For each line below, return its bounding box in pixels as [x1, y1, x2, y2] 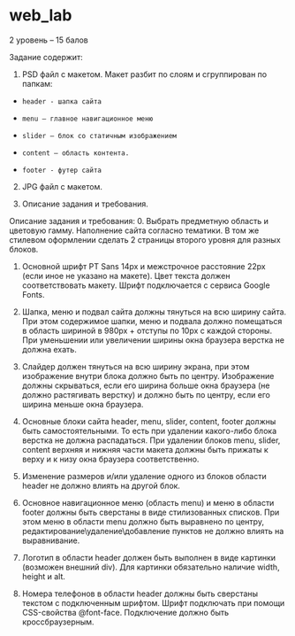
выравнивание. [21, 535, 80, 546]
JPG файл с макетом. [21, 181, 103, 191]
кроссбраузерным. [21, 617, 95, 627]
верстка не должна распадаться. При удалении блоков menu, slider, [21, 435, 281, 446]
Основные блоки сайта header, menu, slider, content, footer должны [21, 415, 276, 426]
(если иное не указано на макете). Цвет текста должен [21, 270, 231, 281]
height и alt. [21, 570, 66, 581]
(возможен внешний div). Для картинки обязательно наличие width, [21, 562, 280, 572]
